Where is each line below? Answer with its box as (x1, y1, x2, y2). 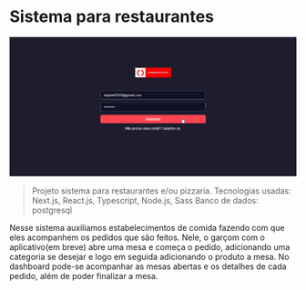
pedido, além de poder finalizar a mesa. (9, 270, 158, 281)
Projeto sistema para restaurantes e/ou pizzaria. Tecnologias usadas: (31, 185, 291, 196)
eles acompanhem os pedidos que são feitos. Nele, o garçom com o (9, 232, 266, 243)
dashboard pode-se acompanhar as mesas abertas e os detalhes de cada (9, 261, 287, 272)
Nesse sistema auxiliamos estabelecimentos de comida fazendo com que (9, 222, 285, 233)
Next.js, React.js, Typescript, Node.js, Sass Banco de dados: (31, 195, 260, 205)
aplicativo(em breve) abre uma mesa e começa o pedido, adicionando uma (9, 241, 291, 252)
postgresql (31, 205, 73, 215)
